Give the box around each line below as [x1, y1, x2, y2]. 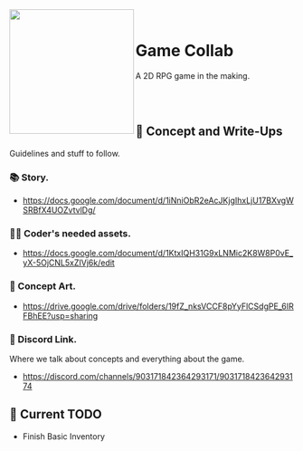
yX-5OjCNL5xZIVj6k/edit [22, 257, 115, 268]
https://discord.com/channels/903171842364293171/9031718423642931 [22, 370, 294, 381]
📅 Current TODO [9, 407, 102, 422]
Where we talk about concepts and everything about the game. [9, 353, 245, 364]
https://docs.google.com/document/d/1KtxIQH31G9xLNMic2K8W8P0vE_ [22, 248, 294, 259]
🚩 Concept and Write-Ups [135, 124, 283, 139]
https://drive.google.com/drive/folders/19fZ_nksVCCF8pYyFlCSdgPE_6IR [22, 301, 294, 312]
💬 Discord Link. [9, 332, 77, 345]
